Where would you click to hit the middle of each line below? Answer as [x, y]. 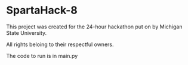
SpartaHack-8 [42, 10]
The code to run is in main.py [42, 56]
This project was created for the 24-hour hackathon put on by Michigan [95, 27]
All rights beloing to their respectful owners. [60, 44]
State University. [27, 32]
